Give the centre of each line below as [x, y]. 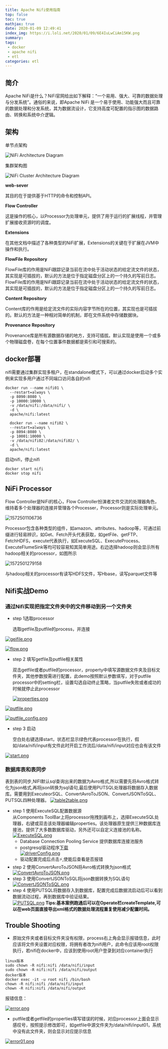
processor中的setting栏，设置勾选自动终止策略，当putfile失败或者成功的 [87, 683]
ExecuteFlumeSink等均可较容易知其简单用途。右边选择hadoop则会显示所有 [82, 547]
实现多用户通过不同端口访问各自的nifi [52, 378]
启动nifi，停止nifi [22, 459]
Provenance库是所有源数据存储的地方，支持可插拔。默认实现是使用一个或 [81, 335]
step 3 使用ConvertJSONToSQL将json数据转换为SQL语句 [71, 879]
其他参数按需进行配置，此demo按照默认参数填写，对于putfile [88, 676]
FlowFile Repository [26, 259]
